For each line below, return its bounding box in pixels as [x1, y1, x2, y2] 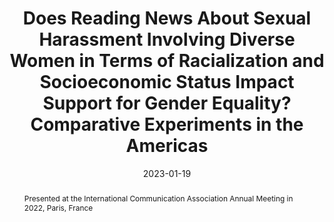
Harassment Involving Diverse [38, 28, 296, 51]
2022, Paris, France [23, 202, 94, 213]
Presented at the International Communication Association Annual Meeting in [23, 193, 294, 204]
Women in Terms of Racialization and [9, 50, 325, 72]
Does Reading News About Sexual [22, 7, 312, 30]
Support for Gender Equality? [42, 92, 292, 115]
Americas [125, 135, 209, 157]
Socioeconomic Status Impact [39, 71, 295, 94]
